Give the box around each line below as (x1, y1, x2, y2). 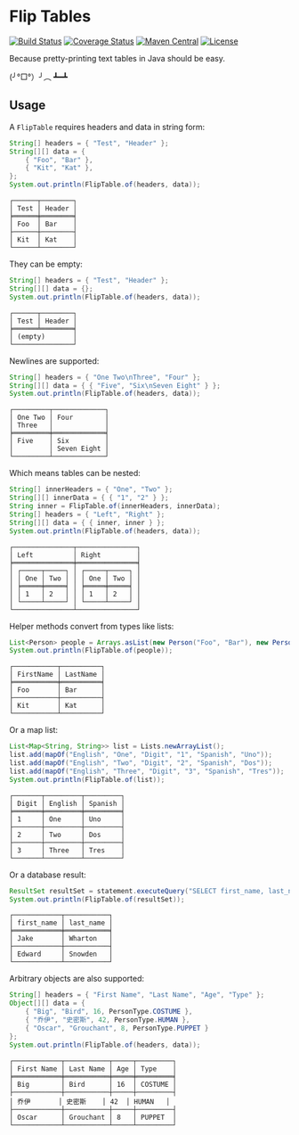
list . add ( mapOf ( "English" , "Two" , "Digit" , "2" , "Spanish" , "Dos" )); (9, 759, 273, 768)
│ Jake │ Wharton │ (9, 934, 114, 943)
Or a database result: (9, 869, 86, 880)
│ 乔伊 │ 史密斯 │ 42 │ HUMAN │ (9, 1097, 171, 1106)
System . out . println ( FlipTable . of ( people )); (9, 646, 174, 655)
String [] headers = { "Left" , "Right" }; (9, 510, 166, 519)
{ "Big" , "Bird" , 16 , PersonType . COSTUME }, (25, 1008, 193, 1016)
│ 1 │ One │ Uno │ (9, 814, 125, 824)
